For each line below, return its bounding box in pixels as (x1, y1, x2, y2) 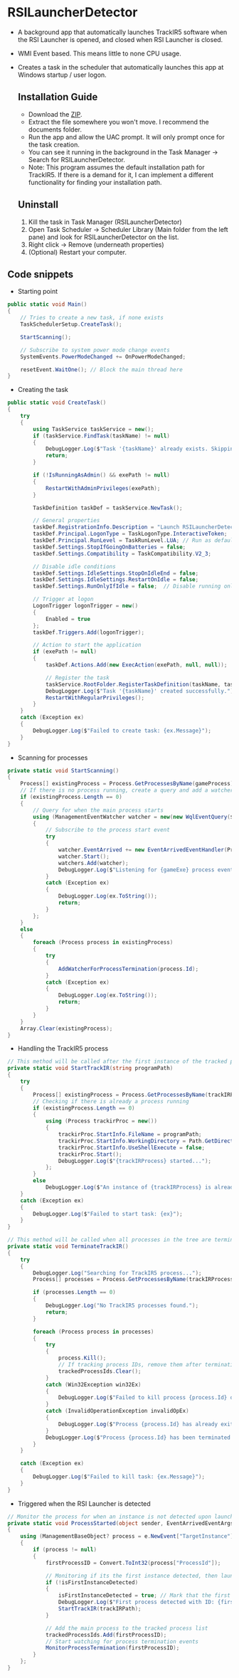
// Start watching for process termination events (45, 1637, 199, 1645)
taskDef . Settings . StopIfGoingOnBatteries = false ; (33, 543, 186, 551)
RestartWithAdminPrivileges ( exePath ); (45, 484, 161, 492)
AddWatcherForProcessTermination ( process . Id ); (58, 965, 199, 972)
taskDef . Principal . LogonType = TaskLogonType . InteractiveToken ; (33, 531, 228, 538)
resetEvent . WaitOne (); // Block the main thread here (20, 366, 183, 373)
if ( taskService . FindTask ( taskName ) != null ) (33, 432, 171, 440)
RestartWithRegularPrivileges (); (45, 694, 144, 701)
